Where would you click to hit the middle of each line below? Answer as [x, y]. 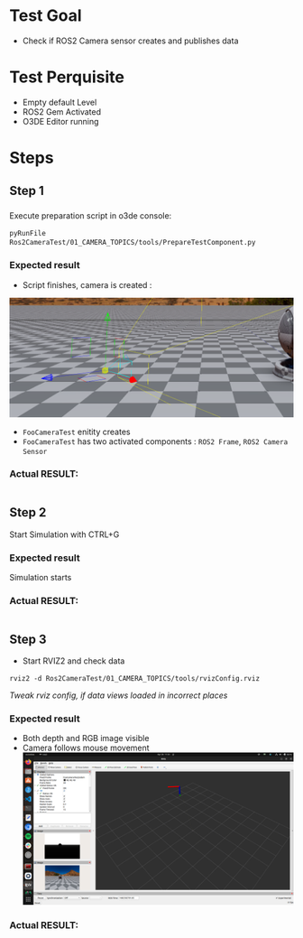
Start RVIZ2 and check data [73, 661]
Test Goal [46, 16]
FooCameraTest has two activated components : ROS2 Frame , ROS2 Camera [155, 441]
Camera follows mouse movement [86, 748]
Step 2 [28, 512]
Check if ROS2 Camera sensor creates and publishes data [130, 41]
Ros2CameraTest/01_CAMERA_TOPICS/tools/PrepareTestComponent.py [133, 243]
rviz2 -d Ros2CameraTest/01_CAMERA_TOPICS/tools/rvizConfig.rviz [134, 679]
